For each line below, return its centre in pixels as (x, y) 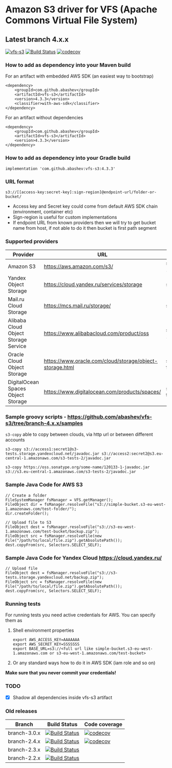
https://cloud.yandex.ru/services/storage (93, 285)
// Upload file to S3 (28, 522)
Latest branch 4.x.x (37, 39)
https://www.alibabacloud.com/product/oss (96, 334)
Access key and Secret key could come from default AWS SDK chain (85, 206)
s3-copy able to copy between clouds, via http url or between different (79, 434)
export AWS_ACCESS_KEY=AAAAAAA (46, 640)
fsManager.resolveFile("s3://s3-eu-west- (91, 527)
